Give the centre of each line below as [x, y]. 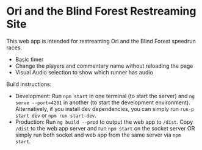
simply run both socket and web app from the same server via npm [98, 135]
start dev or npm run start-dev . [56, 115]
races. [14, 48]
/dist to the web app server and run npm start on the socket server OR [105, 128]
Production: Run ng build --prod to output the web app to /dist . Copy [104, 122]
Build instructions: [29, 84]
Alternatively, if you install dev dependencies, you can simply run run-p [104, 109]
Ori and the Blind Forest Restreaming [101, 11]
